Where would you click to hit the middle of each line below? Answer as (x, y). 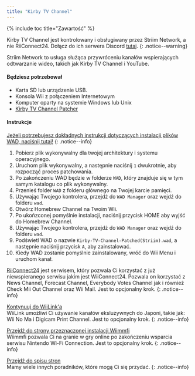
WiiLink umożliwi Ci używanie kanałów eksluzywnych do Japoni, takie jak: (96, 313)
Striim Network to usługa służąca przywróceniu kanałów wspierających (93, 57)
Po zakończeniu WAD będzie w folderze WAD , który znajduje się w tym (99, 178)
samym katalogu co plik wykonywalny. (61, 184)
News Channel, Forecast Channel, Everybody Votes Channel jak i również (95, 283)
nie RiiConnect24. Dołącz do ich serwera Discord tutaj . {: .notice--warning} (97, 46)
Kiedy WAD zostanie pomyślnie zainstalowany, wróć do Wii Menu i (95, 253)
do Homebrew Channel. (44, 221)
